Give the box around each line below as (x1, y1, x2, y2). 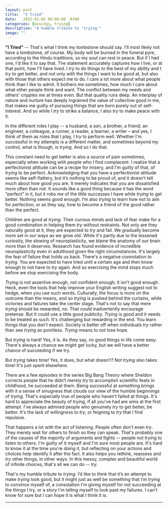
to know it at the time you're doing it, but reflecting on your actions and (5, 446, 151, 451)
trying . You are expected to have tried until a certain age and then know (5, 259, 153, 265)
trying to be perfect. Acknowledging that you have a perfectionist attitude (5, 170, 156, 175)
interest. (5, 108, 22, 114)
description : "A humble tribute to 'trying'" (5, 26, 101, 31)
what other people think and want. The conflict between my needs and (5, 87, 151, 92)
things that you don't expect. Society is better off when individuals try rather (5, 322, 162, 328)
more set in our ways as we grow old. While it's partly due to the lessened (5, 233, 157, 238)
